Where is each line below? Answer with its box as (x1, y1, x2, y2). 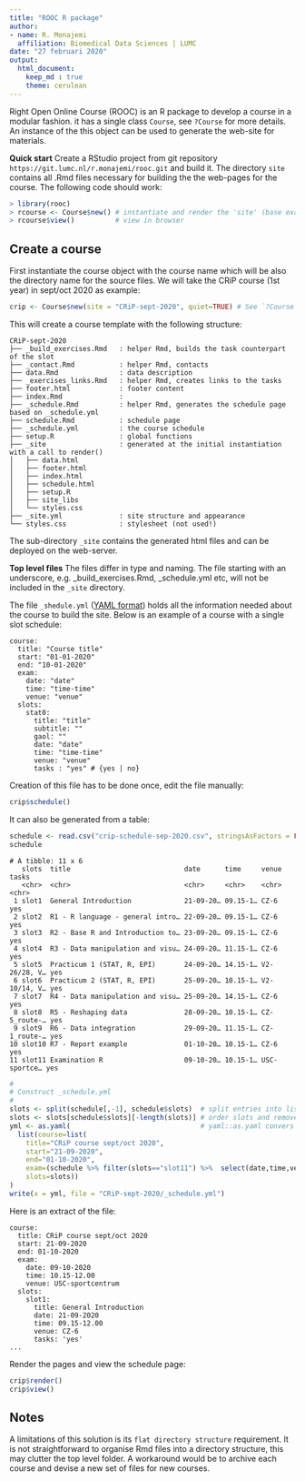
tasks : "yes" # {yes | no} (33, 763, 141, 773)
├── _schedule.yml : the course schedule (9, 424, 205, 433)
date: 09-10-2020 (25, 1263, 92, 1272)
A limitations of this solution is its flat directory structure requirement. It (9, 1434, 289, 1445)
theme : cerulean (25, 81, 88, 90)
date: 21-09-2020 (33, 1311, 100, 1320)
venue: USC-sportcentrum (25, 1279, 120, 1288)
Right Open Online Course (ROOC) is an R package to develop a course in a (9, 106, 292, 116)
